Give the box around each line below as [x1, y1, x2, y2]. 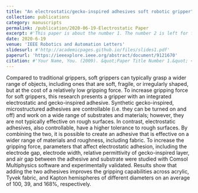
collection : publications [6, 14, 70, 20]
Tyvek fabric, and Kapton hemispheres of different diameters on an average [6, 174, 190, 181]
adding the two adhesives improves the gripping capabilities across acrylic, [6, 168, 190, 175]
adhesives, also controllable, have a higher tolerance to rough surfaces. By [6, 124, 188, 131]
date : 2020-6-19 [6, 36, 46, 42]
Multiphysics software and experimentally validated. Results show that [6, 161, 177, 168]
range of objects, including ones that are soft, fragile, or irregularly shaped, [6, 80, 189, 87]
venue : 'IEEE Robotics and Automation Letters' [6, 42, 126, 48]
